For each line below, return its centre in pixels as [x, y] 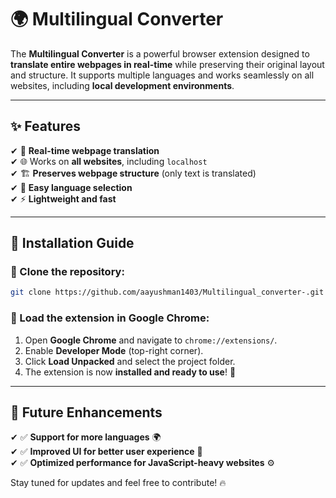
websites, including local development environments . [122, 85]
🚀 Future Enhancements [86, 412]
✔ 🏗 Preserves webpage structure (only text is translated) [133, 173]
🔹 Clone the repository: [67, 272]
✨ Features [45, 126]
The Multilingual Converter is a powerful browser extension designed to [160, 53]
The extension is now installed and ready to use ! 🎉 [130, 372]
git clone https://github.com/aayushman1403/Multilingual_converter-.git [167, 292]
